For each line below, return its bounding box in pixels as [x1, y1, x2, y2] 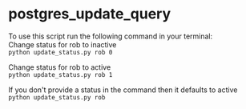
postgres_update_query [8, 5, 171, 23]
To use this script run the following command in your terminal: [8, 31, 213, 41]
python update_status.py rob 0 [8, 48, 113, 56]
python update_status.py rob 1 [8, 71, 113, 79]
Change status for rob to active [8, 62, 111, 72]
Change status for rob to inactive [8, 39, 117, 49]
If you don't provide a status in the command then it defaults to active [8, 85, 238, 95]
